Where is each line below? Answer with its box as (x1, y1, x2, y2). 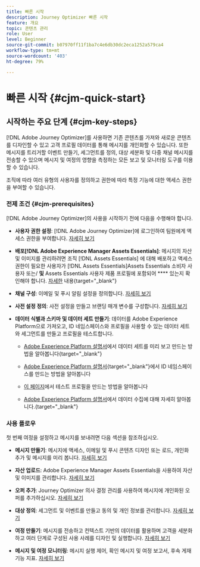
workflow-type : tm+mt (6, 48, 60, 54)
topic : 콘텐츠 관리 (6, 25, 48, 32)
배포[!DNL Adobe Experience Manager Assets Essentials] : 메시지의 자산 (14, 247, 192, 254)
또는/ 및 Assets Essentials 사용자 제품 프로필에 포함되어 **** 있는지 (26, 269, 185, 277)
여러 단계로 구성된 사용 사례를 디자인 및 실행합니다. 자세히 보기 (26, 534, 171, 542)
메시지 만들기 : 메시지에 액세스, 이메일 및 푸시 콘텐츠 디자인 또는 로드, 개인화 (14, 447, 189, 454)
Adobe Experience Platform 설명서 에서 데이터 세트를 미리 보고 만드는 (23, 342, 186, 350)
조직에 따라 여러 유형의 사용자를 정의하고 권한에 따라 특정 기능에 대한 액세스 (6, 176, 181, 183)
